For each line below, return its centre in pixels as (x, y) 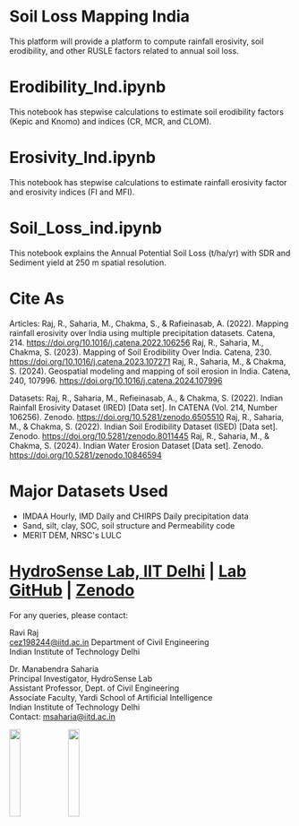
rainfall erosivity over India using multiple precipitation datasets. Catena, (142, 332)
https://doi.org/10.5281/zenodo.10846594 (86, 455)
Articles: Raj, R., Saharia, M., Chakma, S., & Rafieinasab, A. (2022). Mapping (149, 323)
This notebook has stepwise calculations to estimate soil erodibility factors (147, 112)
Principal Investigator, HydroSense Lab (81, 678)
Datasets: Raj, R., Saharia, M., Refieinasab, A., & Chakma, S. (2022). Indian (146, 398)
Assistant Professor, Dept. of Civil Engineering (94, 688)
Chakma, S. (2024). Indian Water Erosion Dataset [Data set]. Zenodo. (137, 445)
